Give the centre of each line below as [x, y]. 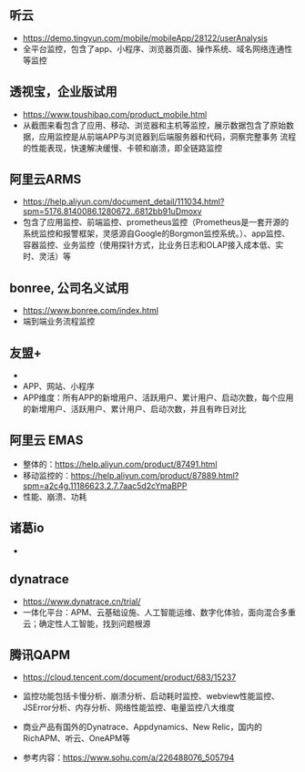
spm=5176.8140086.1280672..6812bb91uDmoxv [112, 211]
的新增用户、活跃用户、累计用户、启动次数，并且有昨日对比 [134, 409]
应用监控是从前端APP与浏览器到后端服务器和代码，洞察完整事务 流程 [168, 136]
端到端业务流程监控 [59, 322]
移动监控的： [46, 475]
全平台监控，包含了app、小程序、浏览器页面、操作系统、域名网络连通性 [158, 48]
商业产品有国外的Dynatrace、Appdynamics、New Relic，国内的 [142, 727]
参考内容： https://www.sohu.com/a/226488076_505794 [128, 757]
